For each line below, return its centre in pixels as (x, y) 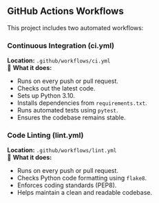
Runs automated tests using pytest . (67, 110)
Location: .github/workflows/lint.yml (62, 150)
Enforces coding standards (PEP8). (67, 185)
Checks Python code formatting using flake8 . (82, 178)
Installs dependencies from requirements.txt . (82, 103)
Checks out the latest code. (56, 88)
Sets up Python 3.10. (46, 96)
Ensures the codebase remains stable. (71, 118)
